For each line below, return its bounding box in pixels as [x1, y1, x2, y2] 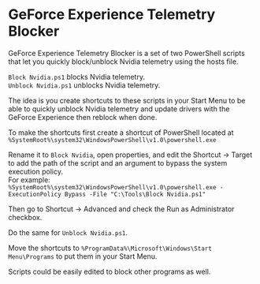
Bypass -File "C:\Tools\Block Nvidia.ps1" [64, 190, 206, 198]
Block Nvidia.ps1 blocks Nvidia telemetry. [8, 72, 146, 81]
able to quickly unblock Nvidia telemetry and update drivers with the [8, 104, 230, 114]
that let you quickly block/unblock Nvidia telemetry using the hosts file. [8, 57, 239, 66]
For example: [8, 175, 51, 185]
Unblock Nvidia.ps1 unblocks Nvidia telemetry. [8, 80, 161, 90]
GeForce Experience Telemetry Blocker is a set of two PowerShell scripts [8, 48, 246, 58]
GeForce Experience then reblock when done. [8, 112, 158, 121]
